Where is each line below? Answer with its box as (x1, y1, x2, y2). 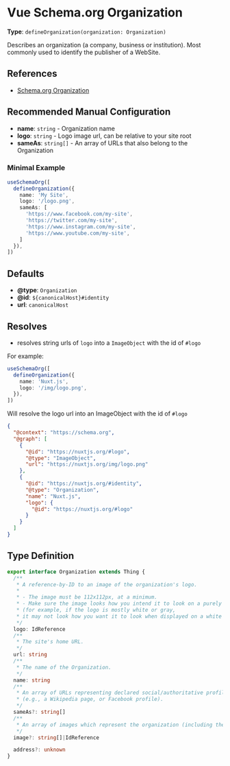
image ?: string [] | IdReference (13, 734, 99, 741)
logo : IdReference (13, 625, 66, 632)
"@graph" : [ (13, 435, 48, 442)
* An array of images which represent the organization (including (16, 721, 213, 728)
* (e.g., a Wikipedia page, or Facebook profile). (16, 696, 164, 703)
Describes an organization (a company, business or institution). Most (7, 40, 201, 49)
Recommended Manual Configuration (7, 106, 171, 118)
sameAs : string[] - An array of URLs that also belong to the (16, 139, 188, 147)
